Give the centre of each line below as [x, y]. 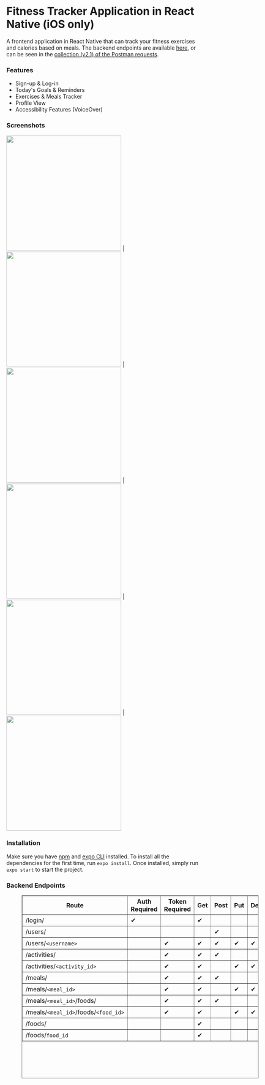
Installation [24, 843]
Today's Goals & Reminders [50, 90]
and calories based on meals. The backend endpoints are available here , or [101, 48]
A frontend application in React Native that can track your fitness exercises [101, 41]
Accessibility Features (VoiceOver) [59, 110]
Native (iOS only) [50, 24]
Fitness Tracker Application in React [100, 11]
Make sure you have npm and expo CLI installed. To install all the [88, 856]
